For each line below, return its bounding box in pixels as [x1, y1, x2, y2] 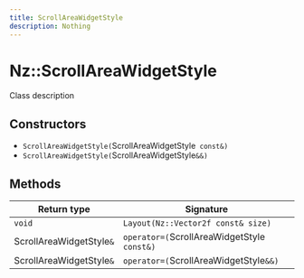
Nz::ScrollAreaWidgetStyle [9, 60, 217, 81]
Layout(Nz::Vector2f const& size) [123, 218, 271, 228]
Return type [37, 203, 90, 216]
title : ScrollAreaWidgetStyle [9, 13, 124, 23]
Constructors [9, 116, 87, 132]
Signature [185, 203, 229, 216]
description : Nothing [9, 22, 91, 31]
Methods [9, 176, 62, 191]
